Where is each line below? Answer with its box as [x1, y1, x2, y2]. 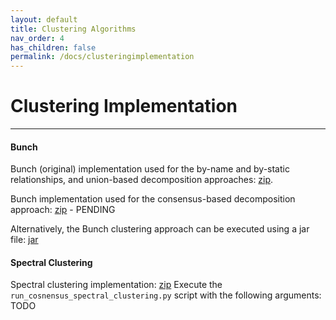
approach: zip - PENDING [10, 204, 116, 216]
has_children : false [10, 42, 97, 53]
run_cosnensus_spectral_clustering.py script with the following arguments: [10, 289, 322, 301]
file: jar [10, 234, 39, 246]
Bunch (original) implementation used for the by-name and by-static [10, 163, 290, 175]
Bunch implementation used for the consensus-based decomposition [10, 193, 296, 205]
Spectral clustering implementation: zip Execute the [10, 279, 223, 291]
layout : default [10, 14, 78, 25]
